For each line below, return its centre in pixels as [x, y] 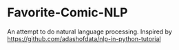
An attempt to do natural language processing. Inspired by [89, 32]
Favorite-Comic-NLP [67, 13]
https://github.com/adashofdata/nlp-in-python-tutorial [84, 38]
